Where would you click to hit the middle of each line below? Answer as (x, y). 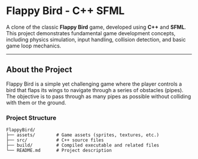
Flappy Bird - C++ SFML (65, 11)
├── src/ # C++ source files (55, 140)
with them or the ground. (36, 102)
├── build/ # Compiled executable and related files (83, 146)
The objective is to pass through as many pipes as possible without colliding (99, 96)
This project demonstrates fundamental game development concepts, (91, 33)
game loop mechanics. (34, 46)
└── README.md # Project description (59, 151)
